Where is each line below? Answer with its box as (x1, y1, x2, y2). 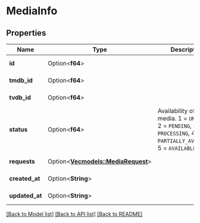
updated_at (9, 191, 42, 200)
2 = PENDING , (157, 122, 192, 130)
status (9, 125, 28, 133)
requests (9, 158, 35, 165)
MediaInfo (6, 4, 58, 18)
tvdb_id (9, 93, 31, 102)
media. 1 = (157, 114, 187, 123)
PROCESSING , (157, 129, 190, 137)
